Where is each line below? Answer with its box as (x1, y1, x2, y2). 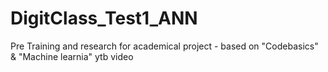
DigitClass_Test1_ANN (10, 7, 198, 30)
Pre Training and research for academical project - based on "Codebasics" (10, 40, 319, 52)
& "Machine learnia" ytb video (10, 50, 134, 62)
